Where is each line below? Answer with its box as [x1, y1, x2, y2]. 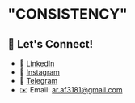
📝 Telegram [19, 76, 58, 85]
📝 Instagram [19, 67, 60, 77]
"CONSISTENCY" [7, 5, 129, 24]
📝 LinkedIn [19, 58, 55, 68]
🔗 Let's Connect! [7, 37, 94, 51]
